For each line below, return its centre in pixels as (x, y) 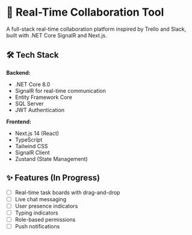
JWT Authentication (40, 110)
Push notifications (37, 226)
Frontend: (19, 121)
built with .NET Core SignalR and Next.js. (57, 35)
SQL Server (29, 103)
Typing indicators (36, 213)
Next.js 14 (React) (37, 133)
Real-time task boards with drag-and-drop (67, 192)
